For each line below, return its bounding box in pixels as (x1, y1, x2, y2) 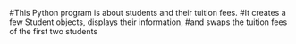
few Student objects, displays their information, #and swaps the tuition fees (9, 17, 288, 27)
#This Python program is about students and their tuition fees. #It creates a (9, 8, 286, 18)
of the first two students (9, 26, 98, 36)
